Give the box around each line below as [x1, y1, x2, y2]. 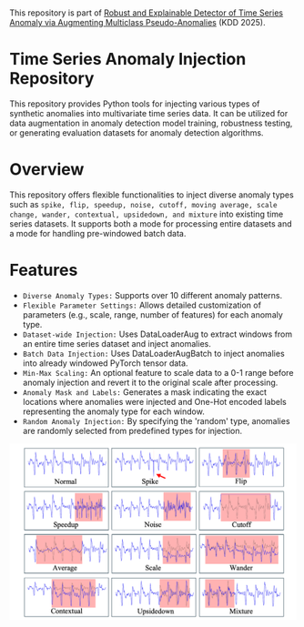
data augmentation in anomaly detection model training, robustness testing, [9, 117, 293, 129]
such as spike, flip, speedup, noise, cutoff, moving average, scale [9, 199, 278, 210]
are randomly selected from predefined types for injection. [22, 426, 243, 436]
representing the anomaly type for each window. [22, 406, 205, 417]
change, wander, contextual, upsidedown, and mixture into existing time [9, 208, 284, 220]
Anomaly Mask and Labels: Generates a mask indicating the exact [22, 387, 267, 398]
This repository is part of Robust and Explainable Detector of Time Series [9, 7, 284, 18]
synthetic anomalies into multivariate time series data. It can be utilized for [9, 108, 289, 119]
